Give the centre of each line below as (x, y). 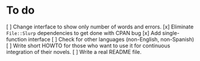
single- (171, 33)
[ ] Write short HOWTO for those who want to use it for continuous (88, 46)
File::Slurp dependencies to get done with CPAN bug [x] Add (83, 33)
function (17, 39)
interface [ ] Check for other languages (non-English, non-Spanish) (111, 39)
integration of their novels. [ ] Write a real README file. (74, 52)
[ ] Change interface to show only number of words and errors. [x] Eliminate (100, 27)
